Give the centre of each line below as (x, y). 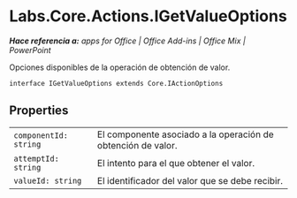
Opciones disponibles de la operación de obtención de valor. (120, 67)
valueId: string (48, 180)
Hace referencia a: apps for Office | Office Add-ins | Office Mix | (127, 41)
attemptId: (36, 158)
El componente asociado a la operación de (185, 134)
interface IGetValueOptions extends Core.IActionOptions (116, 83)
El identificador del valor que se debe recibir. (190, 180)
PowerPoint (30, 49)
